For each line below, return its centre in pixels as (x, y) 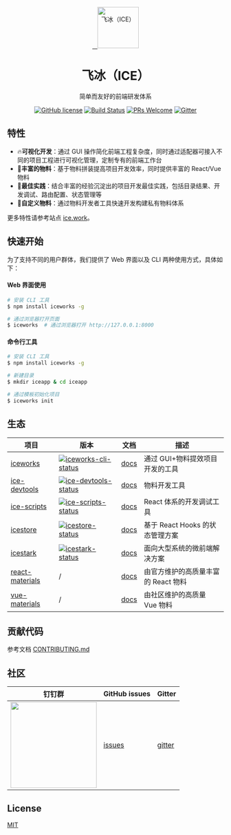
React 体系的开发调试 (178, 502)
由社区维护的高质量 (175, 595)
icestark (24, 553)
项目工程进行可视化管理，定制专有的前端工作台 (96, 160)
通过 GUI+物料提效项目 (181, 458)
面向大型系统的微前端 (178, 548)
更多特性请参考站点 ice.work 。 (51, 218)
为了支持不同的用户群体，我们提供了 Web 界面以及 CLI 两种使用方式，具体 (112, 259)
